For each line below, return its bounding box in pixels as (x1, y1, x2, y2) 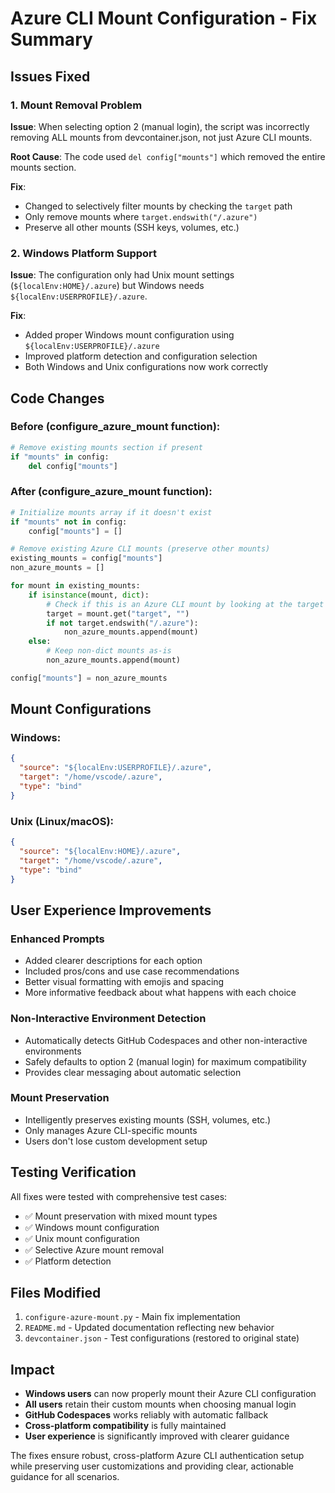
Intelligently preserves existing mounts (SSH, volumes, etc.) (24, 1113, 272, 1126)
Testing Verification (10, 1164, 137, 1181)
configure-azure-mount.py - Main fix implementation (24, 1311, 241, 1323)
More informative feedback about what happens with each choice (24, 987, 297, 999)
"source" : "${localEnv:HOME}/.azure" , (19, 847, 182, 857)
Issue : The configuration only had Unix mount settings (10, 269, 235, 281)
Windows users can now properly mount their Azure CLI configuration (24, 1388, 317, 1400)
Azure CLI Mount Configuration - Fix (10, 7, 318, 30)
